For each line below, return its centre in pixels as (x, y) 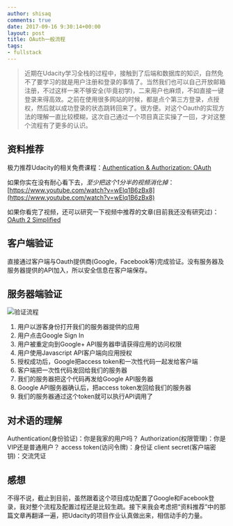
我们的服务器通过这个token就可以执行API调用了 (85, 397)
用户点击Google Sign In (51, 335)
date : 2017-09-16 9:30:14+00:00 (54, 26)
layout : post (26, 33)
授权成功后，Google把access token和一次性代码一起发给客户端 (107, 362)
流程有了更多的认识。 (61, 125)
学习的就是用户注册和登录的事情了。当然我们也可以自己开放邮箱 (134, 81)
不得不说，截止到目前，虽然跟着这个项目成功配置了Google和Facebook (108, 497)
